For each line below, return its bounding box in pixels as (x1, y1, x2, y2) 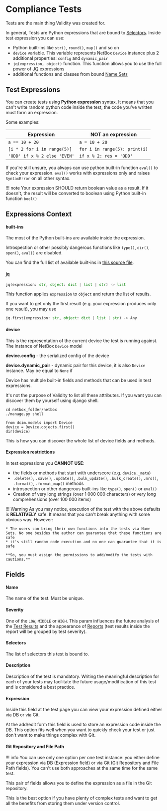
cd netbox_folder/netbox (5, 407, 57, 412)
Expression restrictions (5, 449, 55, 455)
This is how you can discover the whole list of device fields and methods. (5, 437, 156, 443)
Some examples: (5, 119, 40, 125)
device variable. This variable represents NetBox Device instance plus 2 (12, 50, 160, 56)
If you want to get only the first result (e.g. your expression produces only (5, 301, 157, 307)
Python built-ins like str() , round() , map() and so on (12, 44, 119, 50)
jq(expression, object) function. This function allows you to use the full (12, 60, 162, 66)
